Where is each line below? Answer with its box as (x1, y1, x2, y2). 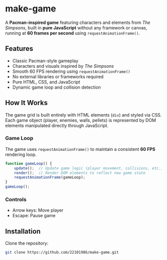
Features (5, 44, 33, 53)
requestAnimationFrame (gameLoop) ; (14, 175, 85, 180)
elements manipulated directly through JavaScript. (5, 123, 108, 129)
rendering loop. (5, 151, 37, 157)
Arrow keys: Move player (12, 207, 64, 213)
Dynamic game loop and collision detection (12, 84, 101, 90)
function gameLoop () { (5, 161, 52, 166)
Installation (5, 227, 41, 236)
